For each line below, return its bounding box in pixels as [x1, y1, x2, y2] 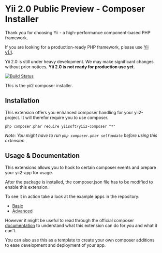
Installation [5, 97, 40, 105]
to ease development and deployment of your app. [5, 242, 106, 248]
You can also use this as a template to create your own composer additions [5, 237, 155, 243]
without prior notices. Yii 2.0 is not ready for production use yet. [5, 64, 135, 70]
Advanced [12, 208, 33, 214]
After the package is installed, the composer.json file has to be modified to [5, 179, 153, 185]
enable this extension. [5, 184, 49, 190]
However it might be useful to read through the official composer [5, 217, 134, 223]
